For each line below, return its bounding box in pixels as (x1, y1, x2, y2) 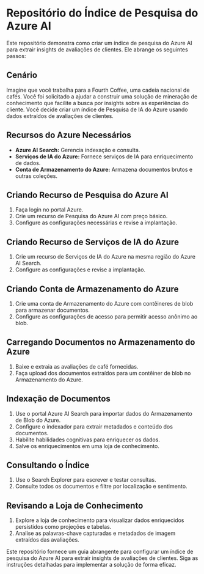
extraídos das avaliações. (15, 536, 79, 543)
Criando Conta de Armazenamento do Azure (6, 284, 179, 294)
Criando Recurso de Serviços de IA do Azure (6, 237, 179, 247)
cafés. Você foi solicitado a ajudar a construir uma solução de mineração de (6, 92, 198, 100)
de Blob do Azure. (15, 416, 61, 424)
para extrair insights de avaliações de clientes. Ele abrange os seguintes (6, 46, 188, 53)
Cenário (6, 70, 38, 81)
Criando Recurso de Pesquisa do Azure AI (6, 189, 169, 200)
